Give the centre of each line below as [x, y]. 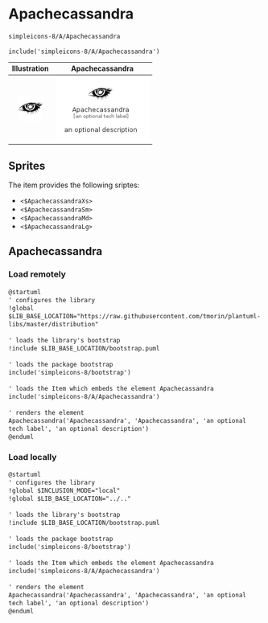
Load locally [33, 457]
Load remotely [37, 274]
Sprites [27, 166]
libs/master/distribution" [54, 324]
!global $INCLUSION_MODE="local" [64, 490]
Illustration [31, 68]
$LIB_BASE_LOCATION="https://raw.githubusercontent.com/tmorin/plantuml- [135, 316]
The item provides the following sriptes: [74, 185]
